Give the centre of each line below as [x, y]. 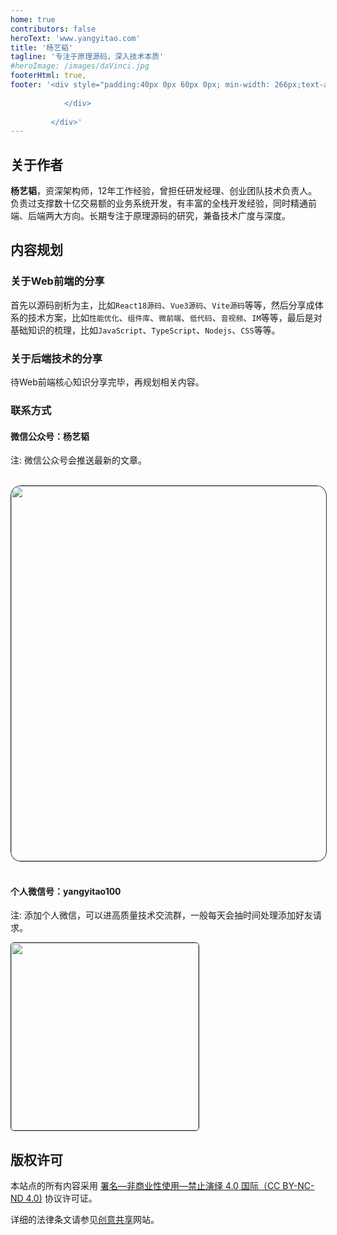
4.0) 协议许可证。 [61, 1198]
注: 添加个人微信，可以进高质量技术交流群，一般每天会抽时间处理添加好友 [161, 915]
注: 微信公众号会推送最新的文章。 [78, 460]
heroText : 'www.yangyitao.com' [75, 38]
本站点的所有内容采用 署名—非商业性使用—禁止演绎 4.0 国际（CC [145, 1186]
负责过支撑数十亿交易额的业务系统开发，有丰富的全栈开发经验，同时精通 [159, 203]
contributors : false [53, 29]
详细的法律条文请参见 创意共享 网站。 [85, 1220]
